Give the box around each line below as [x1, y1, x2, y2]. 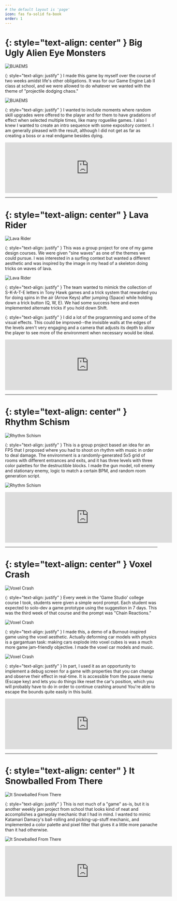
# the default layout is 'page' [5, 7, 70, 12]
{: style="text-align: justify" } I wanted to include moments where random [5, 107, 151, 113]
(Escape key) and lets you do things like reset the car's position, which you [5, 679, 154, 685]
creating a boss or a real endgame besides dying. [5, 133, 104, 139]
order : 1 [5, 16, 23, 21]
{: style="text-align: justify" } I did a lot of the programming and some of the [5, 314, 156, 320]
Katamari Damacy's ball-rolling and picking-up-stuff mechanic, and [5, 817, 139, 822]
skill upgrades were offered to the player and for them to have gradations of [5, 112, 156, 118]
